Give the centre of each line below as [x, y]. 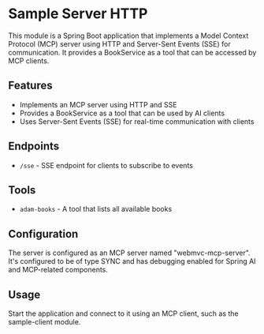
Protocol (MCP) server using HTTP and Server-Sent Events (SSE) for [119, 43]
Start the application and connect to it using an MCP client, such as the [123, 313]
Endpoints [34, 146]
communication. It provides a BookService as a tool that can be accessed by [132, 52]
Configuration [43, 234]
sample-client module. [45, 322]
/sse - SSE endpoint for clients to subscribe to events [106, 165]
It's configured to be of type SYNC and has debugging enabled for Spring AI [132, 261]
